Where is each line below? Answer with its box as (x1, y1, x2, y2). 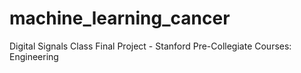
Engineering (9, 50, 59, 62)
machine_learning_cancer (9, 7, 231, 30)
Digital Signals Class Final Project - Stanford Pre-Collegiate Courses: (9, 40, 292, 52)
